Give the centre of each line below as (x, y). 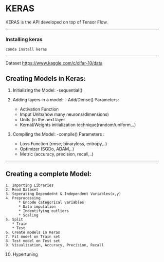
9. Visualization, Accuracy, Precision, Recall (55, 245)
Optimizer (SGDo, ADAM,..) (47, 149)
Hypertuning (25, 254)
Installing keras (24, 39)
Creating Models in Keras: (46, 78)
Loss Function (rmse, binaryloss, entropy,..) (64, 144)
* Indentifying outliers (44, 211)
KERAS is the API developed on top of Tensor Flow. (57, 22)
